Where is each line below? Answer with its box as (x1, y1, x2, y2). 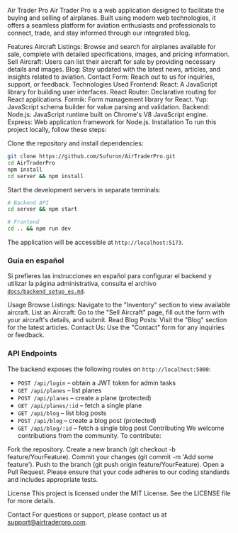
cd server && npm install (7, 172, 84, 180)
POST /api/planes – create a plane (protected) (17, 393, 152, 402)
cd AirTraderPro (7, 159, 55, 166)
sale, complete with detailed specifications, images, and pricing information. (7, 50, 230, 58)
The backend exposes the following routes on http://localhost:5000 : (7, 365, 211, 373)
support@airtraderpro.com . (7, 517, 88, 526)
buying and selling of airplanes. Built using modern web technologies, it (7, 13, 216, 22)
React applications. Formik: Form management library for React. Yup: (7, 95, 209, 104)
